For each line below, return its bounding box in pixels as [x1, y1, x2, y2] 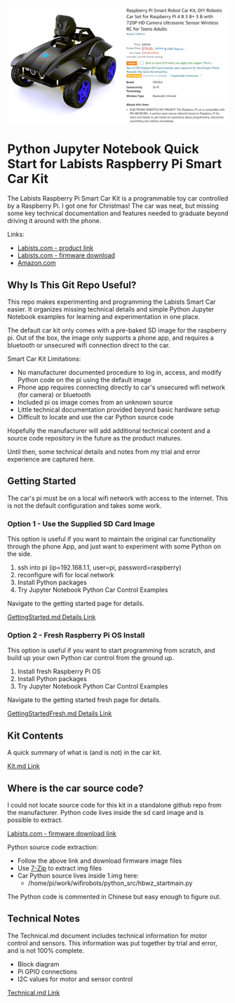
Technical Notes [7, 913, 81, 924]
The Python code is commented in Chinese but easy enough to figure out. [7, 893, 221, 901]
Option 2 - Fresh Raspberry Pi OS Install [7, 631, 145, 640]
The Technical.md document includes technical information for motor [7, 931, 208, 940]
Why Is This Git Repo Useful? [7, 279, 137, 291]
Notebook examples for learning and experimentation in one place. [7, 312, 201, 321]
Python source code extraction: [7, 843, 98, 851]
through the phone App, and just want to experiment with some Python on [7, 542, 221, 551]
